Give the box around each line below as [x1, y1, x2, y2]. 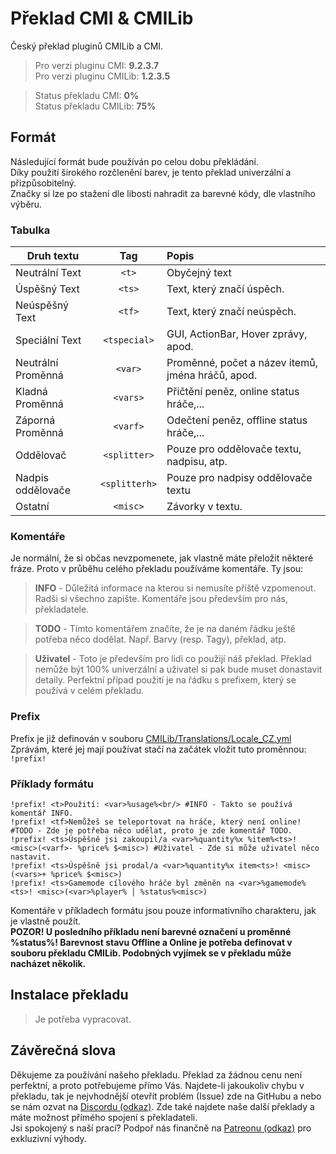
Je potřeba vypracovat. [34, 1013, 132, 1025]
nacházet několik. [10, 957, 87, 969]
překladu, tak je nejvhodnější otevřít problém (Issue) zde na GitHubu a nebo [10, 1090, 322, 1102]
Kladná [15, 385, 48, 399]
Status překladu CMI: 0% [34, 89, 140, 101]
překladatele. [34, 603, 90, 616]
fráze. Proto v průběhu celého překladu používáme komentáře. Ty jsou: [10, 563, 304, 575]
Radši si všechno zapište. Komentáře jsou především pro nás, [34, 593, 288, 605]
